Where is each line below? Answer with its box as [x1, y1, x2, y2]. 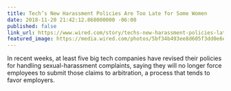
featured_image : [7, 36, 54, 42]
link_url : [7, 29, 36, 36]
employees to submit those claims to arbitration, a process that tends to [7, 69, 210, 77]
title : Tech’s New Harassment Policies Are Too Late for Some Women [7, 10, 208, 17]
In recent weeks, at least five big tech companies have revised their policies [7, 54, 222, 62]
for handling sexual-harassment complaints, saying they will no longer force [7, 62, 222, 70]
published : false [7, 23, 57, 29]
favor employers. [7, 76, 55, 84]
